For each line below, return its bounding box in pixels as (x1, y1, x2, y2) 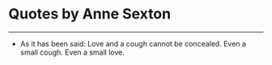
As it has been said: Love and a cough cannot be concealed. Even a (19, 39, 247, 48)
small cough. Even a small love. (19, 47, 125, 57)
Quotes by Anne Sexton (8, 5, 172, 23)
